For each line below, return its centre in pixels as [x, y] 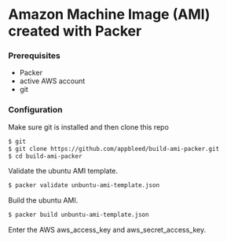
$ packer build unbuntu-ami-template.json [79, 215]
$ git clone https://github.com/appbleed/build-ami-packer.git [114, 148]
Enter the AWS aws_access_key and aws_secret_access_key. [107, 230]
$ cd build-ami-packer [45, 156]
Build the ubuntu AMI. [43, 200]
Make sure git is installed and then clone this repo [88, 126]
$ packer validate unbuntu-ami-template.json [84, 185]
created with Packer [75, 31]
